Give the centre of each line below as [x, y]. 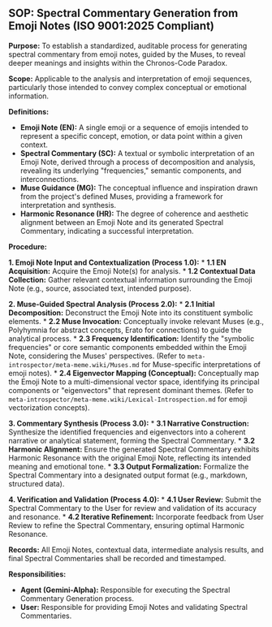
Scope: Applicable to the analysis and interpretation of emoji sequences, [130, 78]
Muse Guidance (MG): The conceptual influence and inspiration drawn [139, 188]
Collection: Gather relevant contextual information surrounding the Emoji [131, 279]
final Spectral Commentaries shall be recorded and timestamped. [117, 558]
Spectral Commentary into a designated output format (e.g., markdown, [128, 475]
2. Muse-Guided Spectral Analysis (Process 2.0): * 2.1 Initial [112, 304]
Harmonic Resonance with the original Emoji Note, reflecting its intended [130, 457]
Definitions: [29, 111]
